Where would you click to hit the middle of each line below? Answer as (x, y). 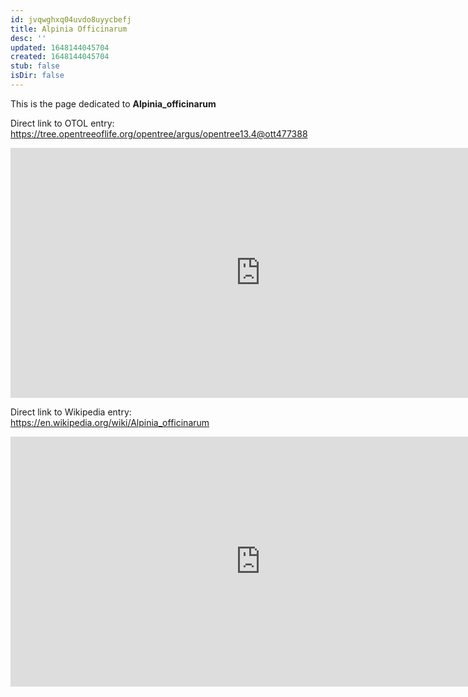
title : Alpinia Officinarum (69, 29)
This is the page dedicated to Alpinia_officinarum (113, 103)
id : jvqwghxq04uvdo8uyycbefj (71, 19)
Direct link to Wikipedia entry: (71, 412)
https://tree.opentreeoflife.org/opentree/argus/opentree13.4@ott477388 (159, 133)
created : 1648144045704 (60, 57)
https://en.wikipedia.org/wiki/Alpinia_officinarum (110, 422)
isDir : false (37, 76)
